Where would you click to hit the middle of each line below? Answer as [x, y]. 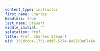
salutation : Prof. [24, 32]
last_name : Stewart [25, 23]
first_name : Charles [26, 14]
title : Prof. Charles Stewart [36, 37]
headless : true [21, 18]
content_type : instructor [31, 9]
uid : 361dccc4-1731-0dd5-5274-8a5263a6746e [50, 41]
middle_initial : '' [25, 28]
